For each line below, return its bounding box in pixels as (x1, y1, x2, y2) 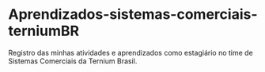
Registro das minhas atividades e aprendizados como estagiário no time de (8, 48, 253, 57)
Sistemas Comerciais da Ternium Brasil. (8, 56, 138, 66)
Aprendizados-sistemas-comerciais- (8, 5, 258, 23)
